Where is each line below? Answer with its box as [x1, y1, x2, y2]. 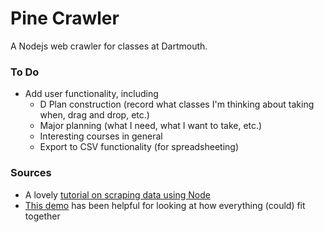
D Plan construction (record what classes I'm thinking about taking [39, 98, 315, 111]
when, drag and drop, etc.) [39, 109, 150, 121]
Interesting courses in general [39, 130, 163, 142]
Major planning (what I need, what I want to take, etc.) [39, 120, 263, 132]
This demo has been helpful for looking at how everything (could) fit [24, 199, 306, 211]
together [24, 210, 61, 222]
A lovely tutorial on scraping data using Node [24, 188, 211, 201]
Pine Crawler [10, 7, 120, 30]
